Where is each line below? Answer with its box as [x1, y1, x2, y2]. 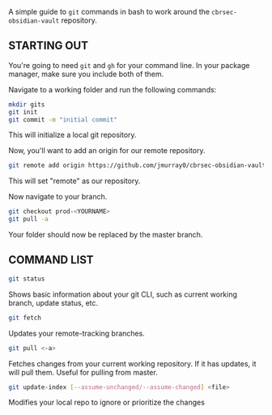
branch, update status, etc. [8, 297, 99, 307]
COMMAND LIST [8, 253, 95, 267]
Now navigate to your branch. [8, 192, 108, 202]
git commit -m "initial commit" [8, 115, 117, 124]
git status [8, 275, 45, 283]
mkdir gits [8, 101, 45, 109]
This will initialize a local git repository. [8, 130, 137, 140]
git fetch [8, 314, 42, 322]
